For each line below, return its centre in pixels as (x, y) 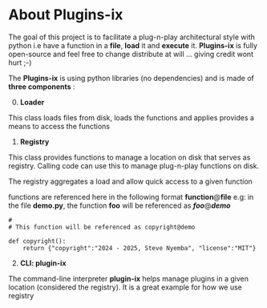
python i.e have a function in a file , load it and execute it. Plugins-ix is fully (133, 45)
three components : (42, 87)
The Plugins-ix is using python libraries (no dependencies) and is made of (131, 78)
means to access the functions (59, 126)
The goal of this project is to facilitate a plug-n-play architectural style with (131, 37)
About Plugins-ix (66, 15)
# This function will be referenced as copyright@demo (102, 227)
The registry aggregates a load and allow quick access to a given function (130, 181)
